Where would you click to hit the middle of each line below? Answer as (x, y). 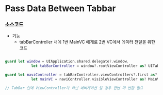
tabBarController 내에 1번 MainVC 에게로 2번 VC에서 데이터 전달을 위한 (87, 42)
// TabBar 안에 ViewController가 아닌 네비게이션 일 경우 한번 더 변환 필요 (74, 88)
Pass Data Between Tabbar (60, 8)
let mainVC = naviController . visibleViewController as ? (89, 79)
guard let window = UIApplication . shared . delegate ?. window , (67, 62)
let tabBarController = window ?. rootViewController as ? (89, 66)
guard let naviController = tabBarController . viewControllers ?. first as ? (81, 75)
